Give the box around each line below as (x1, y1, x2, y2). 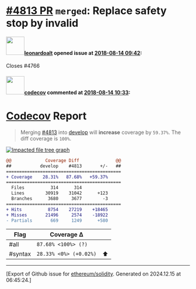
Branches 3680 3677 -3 (11, 196, 108, 202)
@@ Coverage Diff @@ (6, 157, 121, 163)
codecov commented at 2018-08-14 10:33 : (24, 89, 131, 96)
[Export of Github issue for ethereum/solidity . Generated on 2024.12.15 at (6, 270, 181, 277)
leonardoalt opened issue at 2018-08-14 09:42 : (24, 49, 142, 56)
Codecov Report (6, 109, 87, 123)
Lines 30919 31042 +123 (11, 190, 108, 197)
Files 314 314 (11, 185, 82, 191)
